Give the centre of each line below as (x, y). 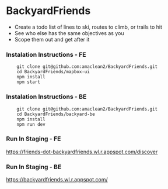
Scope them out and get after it (52, 39)
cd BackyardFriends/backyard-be (56, 114)
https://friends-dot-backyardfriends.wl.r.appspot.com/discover (82, 152)
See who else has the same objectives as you (69, 33)
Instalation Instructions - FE (46, 54)
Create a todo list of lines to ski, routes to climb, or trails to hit (88, 27)
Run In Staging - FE (34, 139)
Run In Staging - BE (34, 167)
